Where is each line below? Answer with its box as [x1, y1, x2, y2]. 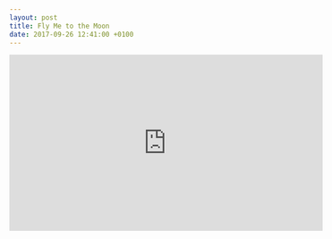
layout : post [9, 13, 58, 22]
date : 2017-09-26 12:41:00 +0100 [9, 30, 134, 38]
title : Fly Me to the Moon [9, 21, 110, 30]
